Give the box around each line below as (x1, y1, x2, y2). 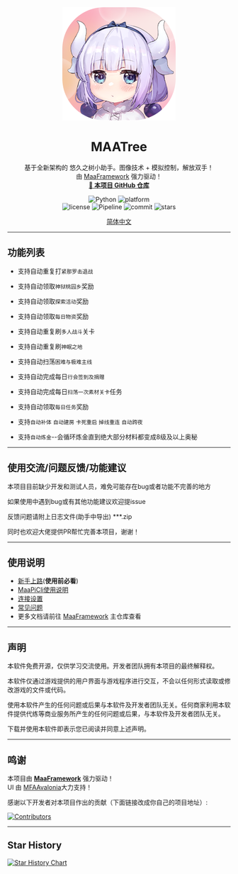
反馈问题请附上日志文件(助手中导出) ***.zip (7, 512, 132, 520)
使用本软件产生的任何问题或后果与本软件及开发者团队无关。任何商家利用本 (7, 701, 225, 710)
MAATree (91, 139, 147, 155)
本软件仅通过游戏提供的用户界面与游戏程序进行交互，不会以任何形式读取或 (7, 677, 225, 685)
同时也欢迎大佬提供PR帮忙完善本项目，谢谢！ (7, 527, 140, 536)
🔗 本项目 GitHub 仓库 (88, 181, 150, 189)
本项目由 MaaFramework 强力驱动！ (7, 774, 115, 783)
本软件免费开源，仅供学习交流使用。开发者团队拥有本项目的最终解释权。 (7, 662, 218, 671)
